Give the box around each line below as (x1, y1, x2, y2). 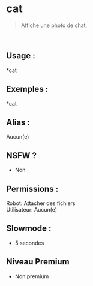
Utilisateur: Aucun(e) (6, 206, 58, 213)
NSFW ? (6, 150, 37, 161)
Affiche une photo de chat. (20, 22, 88, 29)
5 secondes (14, 239, 44, 246)
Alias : (6, 117, 30, 127)
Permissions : (6, 183, 59, 194)
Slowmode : (6, 224, 52, 234)
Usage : (6, 50, 36, 61)
